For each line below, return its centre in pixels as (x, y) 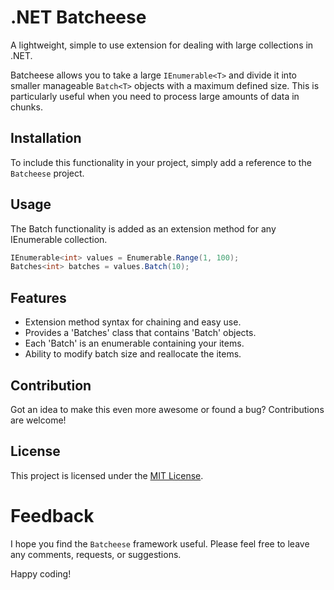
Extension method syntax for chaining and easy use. (133, 322)
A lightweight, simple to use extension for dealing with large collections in (162, 45)
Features (38, 297)
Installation (46, 138)
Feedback (52, 515)
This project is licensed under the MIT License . (107, 475)
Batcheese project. (47, 173)
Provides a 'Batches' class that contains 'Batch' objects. (140, 333)
